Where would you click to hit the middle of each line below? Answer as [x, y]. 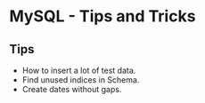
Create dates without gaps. [72, 89]
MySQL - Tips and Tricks [102, 16]
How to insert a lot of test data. [79, 70]
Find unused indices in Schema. [81, 80]
